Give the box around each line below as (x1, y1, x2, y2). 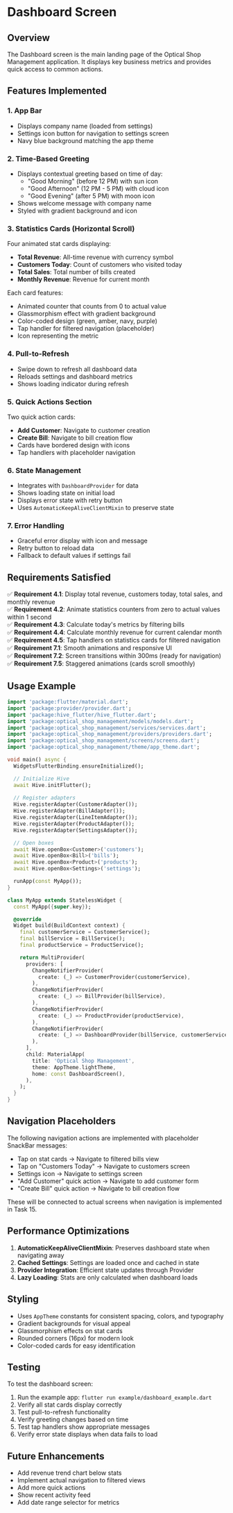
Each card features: (7, 289, 64, 297)
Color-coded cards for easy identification (17, 1341, 136, 1350)
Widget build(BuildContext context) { (13, 922, 126, 929)
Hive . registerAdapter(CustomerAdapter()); (13, 801, 138, 808)
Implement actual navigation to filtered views (17, 1476, 146, 1485)
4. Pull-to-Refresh (7, 349, 69, 358)
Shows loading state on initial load (17, 489, 116, 497)
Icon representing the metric (17, 331, 99, 340)
